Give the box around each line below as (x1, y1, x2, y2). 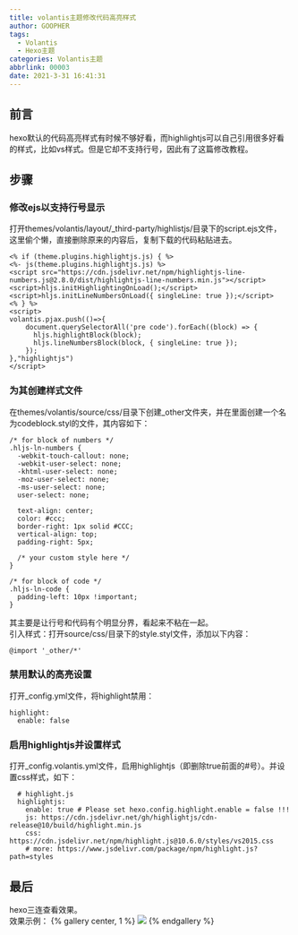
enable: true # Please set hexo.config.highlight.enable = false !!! (25, 805, 291, 815)
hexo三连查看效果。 (9, 904, 82, 914)
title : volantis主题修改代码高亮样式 (9, 13, 137, 22)
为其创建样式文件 (9, 384, 83, 397)
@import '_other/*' (9, 646, 82, 655)
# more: (25, 845, 54, 854)
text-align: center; (17, 506, 94, 515)
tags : (9, 30, 30, 39)
